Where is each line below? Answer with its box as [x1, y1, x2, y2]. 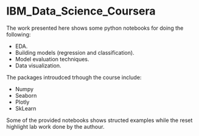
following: [6, 30, 31, 38]
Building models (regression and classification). [15, 49, 135, 56]
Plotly [15, 98, 30, 106]
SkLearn [15, 104, 37, 112]
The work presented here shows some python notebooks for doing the [6, 24, 184, 32]
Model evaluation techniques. [15, 55, 89, 63]
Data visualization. [15, 62, 62, 69]
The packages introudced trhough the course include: [6, 73, 142, 81]
